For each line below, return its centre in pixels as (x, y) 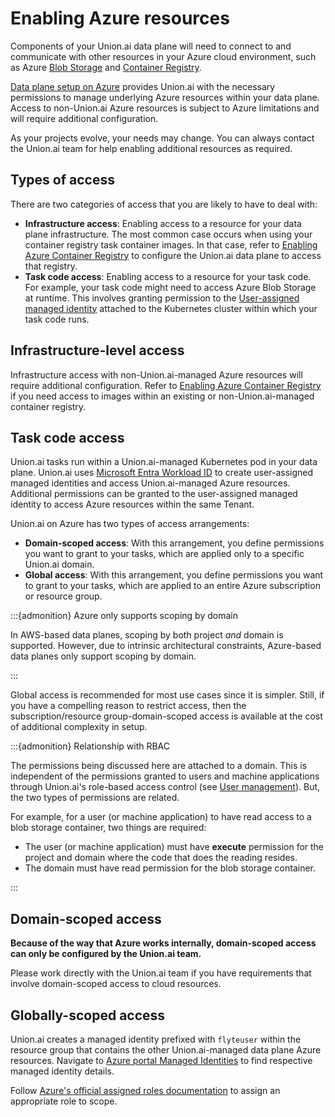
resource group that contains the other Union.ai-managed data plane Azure (166, 1050)
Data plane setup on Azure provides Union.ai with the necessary (143, 86)
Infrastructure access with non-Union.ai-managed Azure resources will (156, 374)
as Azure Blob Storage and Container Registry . (106, 67)
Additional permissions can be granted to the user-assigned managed (154, 494)
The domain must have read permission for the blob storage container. (170, 868)
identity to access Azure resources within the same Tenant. (132, 504)
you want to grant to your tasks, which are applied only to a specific (164, 554)
